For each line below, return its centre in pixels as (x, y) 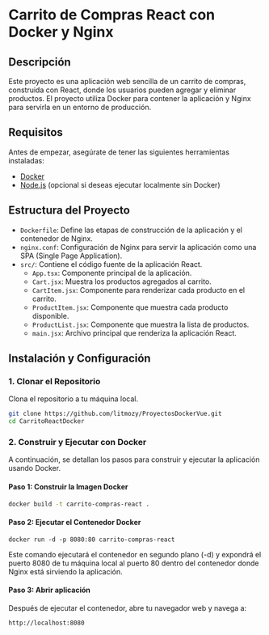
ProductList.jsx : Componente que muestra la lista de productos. (141, 324)
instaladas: (26, 160)
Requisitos (36, 132)
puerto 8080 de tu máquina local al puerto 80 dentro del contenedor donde (134, 563)
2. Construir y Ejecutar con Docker (78, 442)
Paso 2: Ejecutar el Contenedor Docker (75, 523)
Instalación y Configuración (80, 359)
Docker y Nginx (61, 32)
